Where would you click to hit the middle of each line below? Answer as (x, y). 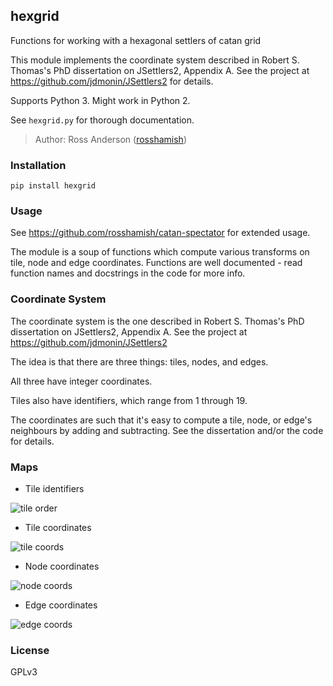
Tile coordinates (58, 527)
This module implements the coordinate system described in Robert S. (155, 60)
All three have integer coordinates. (81, 381)
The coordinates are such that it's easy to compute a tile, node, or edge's (161, 420)
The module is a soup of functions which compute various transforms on (160, 252)
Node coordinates (62, 566)
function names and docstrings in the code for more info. (128, 273)
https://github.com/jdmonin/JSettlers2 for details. (112, 81)
